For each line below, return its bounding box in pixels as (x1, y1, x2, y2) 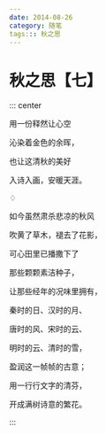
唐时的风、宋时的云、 (9, 324, 87, 335)
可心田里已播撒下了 (9, 249, 79, 260)
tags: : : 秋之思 (9, 29, 61, 38)
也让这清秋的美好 (9, 156, 72, 167)
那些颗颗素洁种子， (9, 267, 79, 278)
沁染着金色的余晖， (9, 137, 79, 148)
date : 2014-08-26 (9, 12, 73, 22)
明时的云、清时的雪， (9, 343, 87, 353)
